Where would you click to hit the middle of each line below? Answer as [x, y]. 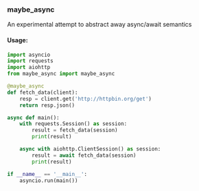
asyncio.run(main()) [49, 180]
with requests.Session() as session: [73, 124]
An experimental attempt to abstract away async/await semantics [99, 25]
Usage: [18, 40]
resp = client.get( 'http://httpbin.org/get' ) [86, 99]
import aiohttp [29, 67]
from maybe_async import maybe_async [61, 74]
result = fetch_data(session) [75, 130]
